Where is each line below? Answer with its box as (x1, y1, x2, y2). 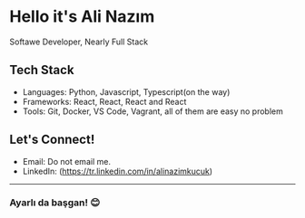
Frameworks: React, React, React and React (22, 96, 187, 107)
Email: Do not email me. (22, 156, 112, 166)
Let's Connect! (9, 132, 95, 147)
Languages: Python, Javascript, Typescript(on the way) (22, 86, 231, 97)
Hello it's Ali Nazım (9, 6, 155, 27)
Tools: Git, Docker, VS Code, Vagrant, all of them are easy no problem (22, 106, 283, 117)
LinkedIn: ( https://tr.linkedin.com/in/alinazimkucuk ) (22, 166, 213, 176)
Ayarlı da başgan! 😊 (9, 196, 101, 209)
